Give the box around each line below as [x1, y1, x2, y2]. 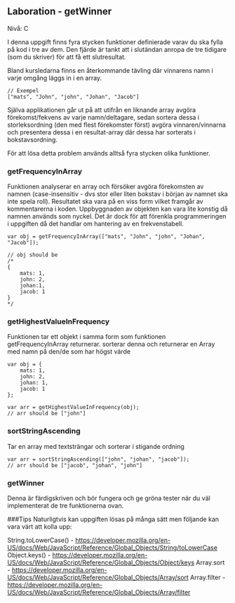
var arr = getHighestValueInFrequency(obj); [7, 404, 140, 411]
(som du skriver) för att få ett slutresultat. [7, 53, 126, 61]
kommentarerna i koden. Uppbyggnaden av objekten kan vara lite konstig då [7, 205, 228, 213]
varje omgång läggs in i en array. [7, 74, 102, 82]
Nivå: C [7, 24, 29, 32]
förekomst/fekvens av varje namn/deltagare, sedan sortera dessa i [7, 113, 200, 121]
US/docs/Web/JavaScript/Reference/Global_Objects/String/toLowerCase [7, 543, 217, 552]
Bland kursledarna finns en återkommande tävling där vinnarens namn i [7, 66, 214, 74]
